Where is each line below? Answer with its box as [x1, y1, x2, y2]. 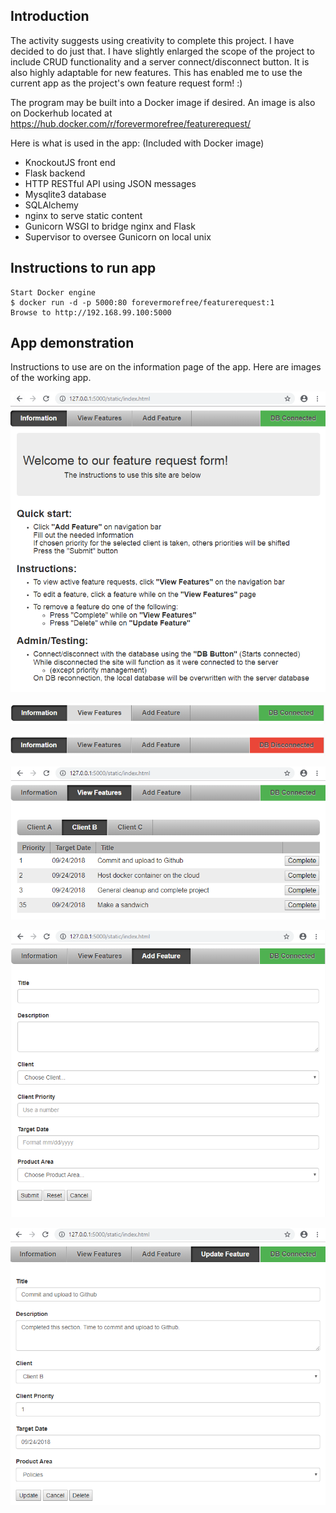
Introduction [10, 8, 90, 25]
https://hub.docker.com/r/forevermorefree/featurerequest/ [10, 117, 252, 129]
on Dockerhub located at [10, 107, 113, 119]
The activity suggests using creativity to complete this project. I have [10, 34, 295, 46]
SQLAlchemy [24, 199, 79, 211]
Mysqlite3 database [24, 188, 107, 200]
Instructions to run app [10, 260, 157, 277]
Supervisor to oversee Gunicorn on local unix [24, 230, 212, 243]
